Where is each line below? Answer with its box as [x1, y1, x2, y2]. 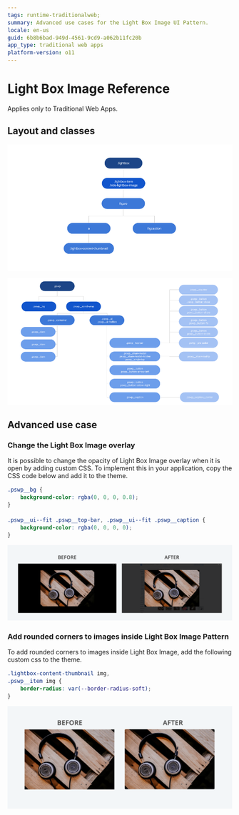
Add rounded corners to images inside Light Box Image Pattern [7, 632, 230, 642]
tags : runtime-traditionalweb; [7, 11, 101, 19]
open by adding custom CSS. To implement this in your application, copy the [7, 464, 233, 472]
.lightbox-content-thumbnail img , [7, 670, 111, 677]
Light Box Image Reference [7, 81, 171, 97]
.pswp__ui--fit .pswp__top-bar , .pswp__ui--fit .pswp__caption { [7, 516, 205, 524]
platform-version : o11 [7, 49, 75, 56]
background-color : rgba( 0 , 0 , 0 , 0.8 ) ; [20, 494, 139, 501]
